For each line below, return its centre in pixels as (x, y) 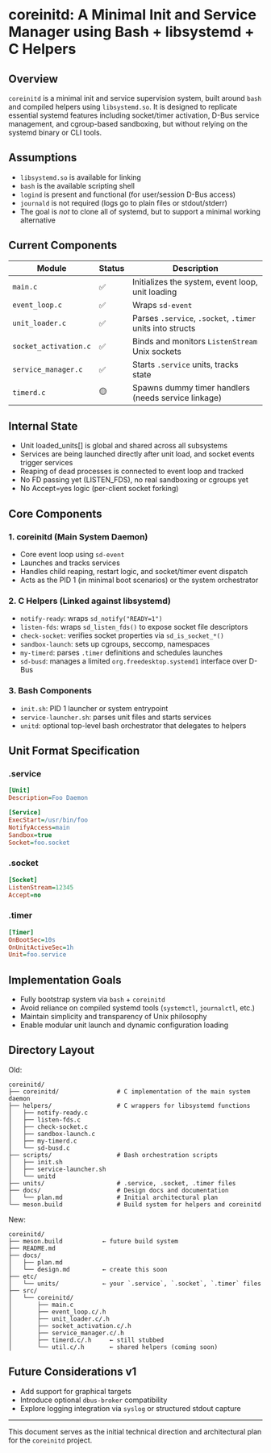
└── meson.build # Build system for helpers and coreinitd (135, 1204)
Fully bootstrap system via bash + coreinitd (92, 999)
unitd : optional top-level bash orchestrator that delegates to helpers (133, 725)
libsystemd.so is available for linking (80, 177)
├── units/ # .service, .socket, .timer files (122, 1183)
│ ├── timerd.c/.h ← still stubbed (86, 1340)
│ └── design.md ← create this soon (88, 1269)
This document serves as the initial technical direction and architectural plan (135, 1431)
